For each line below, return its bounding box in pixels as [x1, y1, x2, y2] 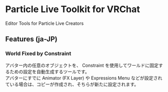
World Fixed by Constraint [5, 50, 71, 57]
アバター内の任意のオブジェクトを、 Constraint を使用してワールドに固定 [5, 62, 159, 68]
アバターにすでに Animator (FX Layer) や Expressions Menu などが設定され [5, 75, 162, 81]
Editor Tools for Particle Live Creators [5, 20, 84, 26]
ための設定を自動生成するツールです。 [9, 68, 90, 74]
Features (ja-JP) [5, 35, 58, 43]
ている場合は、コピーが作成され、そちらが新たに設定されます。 [5, 81, 139, 87]
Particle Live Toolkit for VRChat [5, 4, 141, 15]
